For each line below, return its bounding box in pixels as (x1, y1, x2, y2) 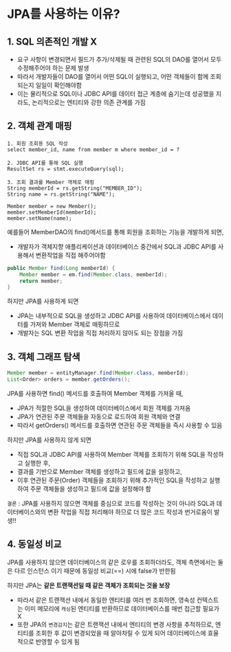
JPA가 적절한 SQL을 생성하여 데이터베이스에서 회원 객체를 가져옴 (16, 403, 191, 412)
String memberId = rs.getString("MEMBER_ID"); (7, 185, 143, 192)
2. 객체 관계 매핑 (7, 120, 72, 132)
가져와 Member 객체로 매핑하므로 (30, 320, 120, 328)
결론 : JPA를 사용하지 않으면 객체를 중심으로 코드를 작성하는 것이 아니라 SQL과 (7, 499, 215, 507)
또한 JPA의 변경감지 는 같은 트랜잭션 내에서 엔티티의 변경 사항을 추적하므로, (16, 620, 214, 629)
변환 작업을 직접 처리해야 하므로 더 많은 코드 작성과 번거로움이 (47, 508, 213, 516)
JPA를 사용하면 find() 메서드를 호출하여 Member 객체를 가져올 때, (7, 389, 184, 397)
